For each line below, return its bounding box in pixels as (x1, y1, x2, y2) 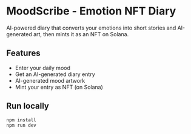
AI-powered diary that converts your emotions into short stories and (6, 24, 176, 31)
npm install (6, 116, 36, 123)
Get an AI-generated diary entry (15, 71, 95, 78)
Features (6, 48, 41, 59)
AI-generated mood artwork (15, 77, 85, 84)
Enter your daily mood (15, 64, 71, 71)
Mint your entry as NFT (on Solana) (15, 83, 103, 91)
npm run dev (6, 123, 36, 129)
